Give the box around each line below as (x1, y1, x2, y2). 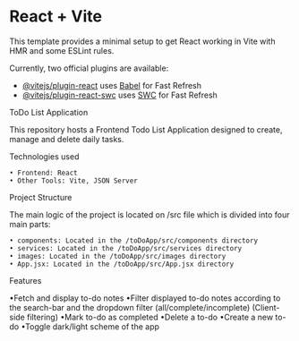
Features (9, 275, 42, 286)
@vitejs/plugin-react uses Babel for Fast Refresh (21, 80, 202, 90)
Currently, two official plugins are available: (9, 63, 169, 73)
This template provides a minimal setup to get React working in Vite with (9, 36, 276, 47)
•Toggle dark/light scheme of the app (21, 320, 159, 332)
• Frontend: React (9, 168, 78, 177)
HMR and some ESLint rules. (9, 45, 115, 55)
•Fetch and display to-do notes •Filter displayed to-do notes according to (9, 293, 281, 303)
